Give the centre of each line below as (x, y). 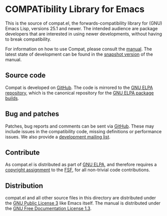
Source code (26, 76)
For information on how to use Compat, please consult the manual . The (78, 49)
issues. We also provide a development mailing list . (58, 137)
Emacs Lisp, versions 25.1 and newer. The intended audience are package (81, 28)
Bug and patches (32, 114)
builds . (12, 98)
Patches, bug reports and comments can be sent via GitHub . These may (80, 126)
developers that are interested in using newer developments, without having (83, 34)
